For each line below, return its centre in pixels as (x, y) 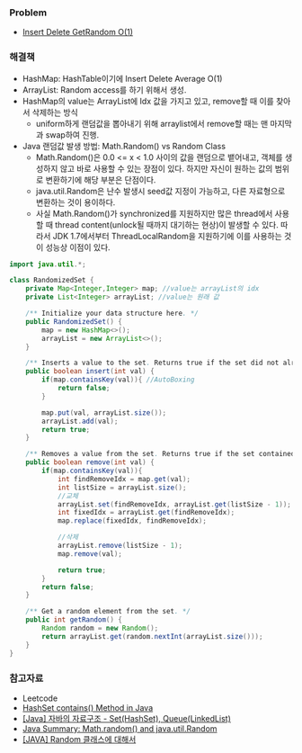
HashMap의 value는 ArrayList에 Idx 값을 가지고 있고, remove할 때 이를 (148, 101)
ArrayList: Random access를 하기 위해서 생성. (104, 90)
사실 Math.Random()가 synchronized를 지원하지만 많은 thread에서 (154, 213)
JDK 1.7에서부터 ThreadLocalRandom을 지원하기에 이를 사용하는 (168, 236)
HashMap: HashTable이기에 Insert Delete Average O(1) (122, 78)
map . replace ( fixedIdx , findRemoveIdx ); (132, 521)
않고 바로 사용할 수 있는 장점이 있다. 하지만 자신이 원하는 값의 (166, 168)
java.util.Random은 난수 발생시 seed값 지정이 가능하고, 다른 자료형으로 (160, 191)
